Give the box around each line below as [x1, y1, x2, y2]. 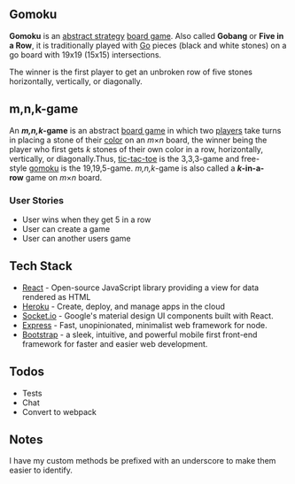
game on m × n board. [25, 172, 103, 182]
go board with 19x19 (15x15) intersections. [9, 49, 162, 60]
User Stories [9, 194, 65, 206]
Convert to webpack [21, 406, 97, 417]
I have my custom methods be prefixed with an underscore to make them [9, 456, 276, 466]
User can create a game [21, 223, 111, 234]
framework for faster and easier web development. [21, 338, 208, 349]
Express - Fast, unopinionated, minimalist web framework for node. [21, 319, 268, 330]
